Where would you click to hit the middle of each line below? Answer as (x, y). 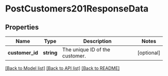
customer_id (23, 53)
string (50, 53)
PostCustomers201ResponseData (77, 9)
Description (97, 41)
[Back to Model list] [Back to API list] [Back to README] (62, 68)
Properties (22, 27)
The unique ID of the (86, 49)
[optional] (149, 53)
